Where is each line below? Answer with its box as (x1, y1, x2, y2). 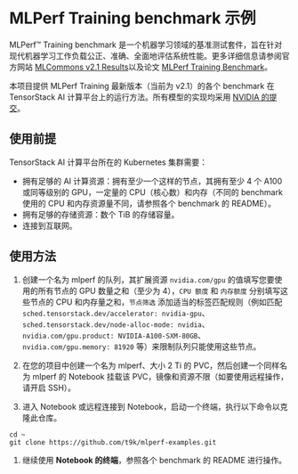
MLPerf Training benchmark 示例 (9, 8, 256, 29)
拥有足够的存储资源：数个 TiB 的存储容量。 (21, 208, 180, 219)
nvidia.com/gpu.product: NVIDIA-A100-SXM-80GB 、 (21, 330, 206, 340)
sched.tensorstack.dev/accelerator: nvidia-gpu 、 (21, 307, 210, 318)
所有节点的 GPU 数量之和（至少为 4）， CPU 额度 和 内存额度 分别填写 (37, 285, 281, 296)
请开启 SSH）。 (21, 382, 77, 393)
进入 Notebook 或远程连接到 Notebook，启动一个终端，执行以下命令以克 (21, 401, 288, 412)
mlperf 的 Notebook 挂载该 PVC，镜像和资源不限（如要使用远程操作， (32, 371, 289, 381)
